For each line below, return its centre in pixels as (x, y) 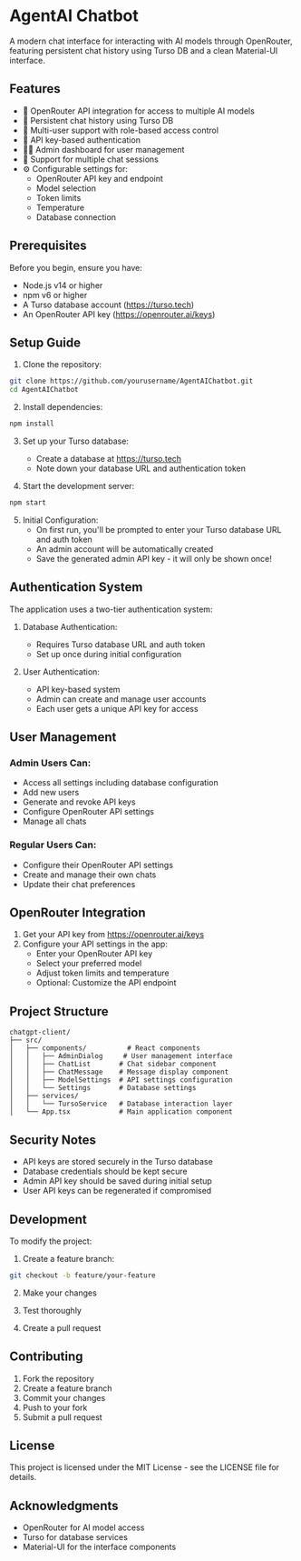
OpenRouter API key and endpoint (99, 178)
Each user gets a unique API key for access (117, 708)
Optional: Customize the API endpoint (106, 983)
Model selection (66, 188)
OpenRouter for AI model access (83, 1527)
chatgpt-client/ (40, 1033)
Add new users (51, 793)
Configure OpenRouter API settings (88, 812)
